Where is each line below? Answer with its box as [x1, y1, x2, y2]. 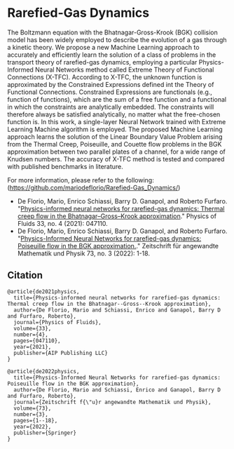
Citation [7, 269, 43, 281]
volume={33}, [13, 325, 52, 332]
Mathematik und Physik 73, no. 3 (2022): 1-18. [17, 249, 151, 257]
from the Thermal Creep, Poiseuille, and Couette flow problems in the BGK [7, 140, 222, 148]
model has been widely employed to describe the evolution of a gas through [7, 35, 227, 43]
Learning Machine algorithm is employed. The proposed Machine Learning [7, 125, 223, 133]
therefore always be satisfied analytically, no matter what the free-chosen [7, 110, 221, 119]
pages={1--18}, [13, 417, 58, 424]
